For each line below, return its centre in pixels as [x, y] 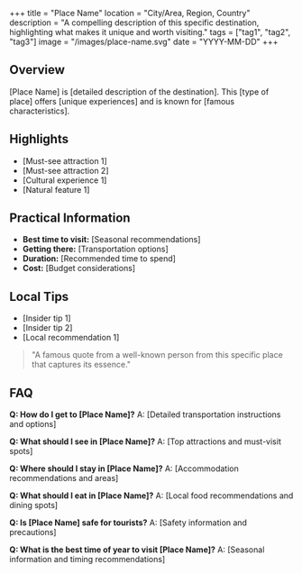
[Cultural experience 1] [64, 180]
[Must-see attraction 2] [65, 170]
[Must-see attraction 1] [65, 160]
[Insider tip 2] [47, 328]
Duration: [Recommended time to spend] [99, 259]
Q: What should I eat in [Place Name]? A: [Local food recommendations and [151, 496]
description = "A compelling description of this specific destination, [134, 23]
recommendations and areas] [64, 478]
